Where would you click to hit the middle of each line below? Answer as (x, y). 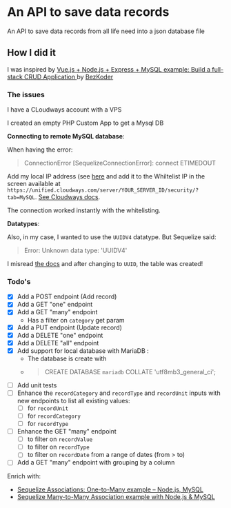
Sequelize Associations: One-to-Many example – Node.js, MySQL (110, 489)
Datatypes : (23, 224)
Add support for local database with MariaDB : (83, 350)
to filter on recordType (58, 447)
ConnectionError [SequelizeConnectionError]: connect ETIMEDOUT (120, 163)
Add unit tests (37, 385)
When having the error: (40, 150)
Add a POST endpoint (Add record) (67, 296)
